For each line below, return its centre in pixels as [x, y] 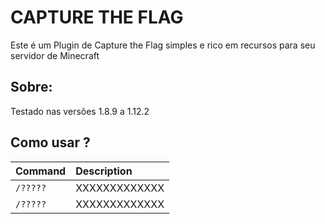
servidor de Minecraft [55, 55]
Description [104, 171]
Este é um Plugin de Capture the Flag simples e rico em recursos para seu [163, 45]
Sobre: [31, 87]
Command [41, 171]
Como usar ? [50, 142]
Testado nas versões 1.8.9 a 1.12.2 [80, 111]
